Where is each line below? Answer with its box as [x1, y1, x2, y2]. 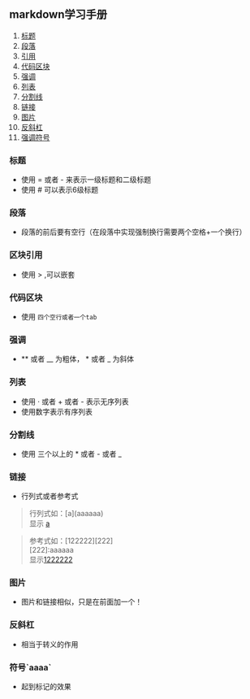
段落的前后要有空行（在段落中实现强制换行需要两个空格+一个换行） [20, 227, 247, 237]
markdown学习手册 [9, 7, 108, 22]
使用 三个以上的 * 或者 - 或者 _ [20, 449, 123, 458]
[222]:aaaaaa [28, 545, 74, 555]
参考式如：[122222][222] [28, 536, 114, 546]
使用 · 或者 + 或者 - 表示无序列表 [20, 397, 129, 406]
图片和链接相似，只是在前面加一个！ [20, 597, 143, 607]
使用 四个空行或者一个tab [20, 312, 97, 321]
